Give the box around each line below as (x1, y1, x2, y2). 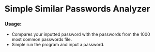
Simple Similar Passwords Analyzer (4, 3, 151, 14)
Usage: (4, 21, 22, 27)
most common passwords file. (11, 37, 72, 42)
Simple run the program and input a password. (11, 42, 105, 48)
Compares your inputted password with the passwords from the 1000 (11, 31, 151, 37)
